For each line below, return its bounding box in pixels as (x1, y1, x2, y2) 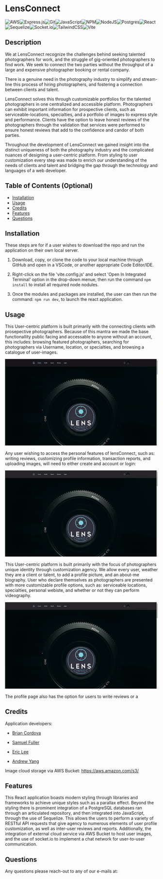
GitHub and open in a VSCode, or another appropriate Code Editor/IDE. (12, 262, 154, 268)
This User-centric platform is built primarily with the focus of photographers (5, 561, 157, 567)
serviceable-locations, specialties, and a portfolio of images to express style (5, 112, 158, 117)
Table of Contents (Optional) (5, 182, 93, 190)
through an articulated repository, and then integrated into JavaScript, (5, 810, 145, 816)
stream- (141, 76, 158, 82)
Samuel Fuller (12, 739, 40, 745)
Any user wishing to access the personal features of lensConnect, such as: (5, 450, 155, 456)
